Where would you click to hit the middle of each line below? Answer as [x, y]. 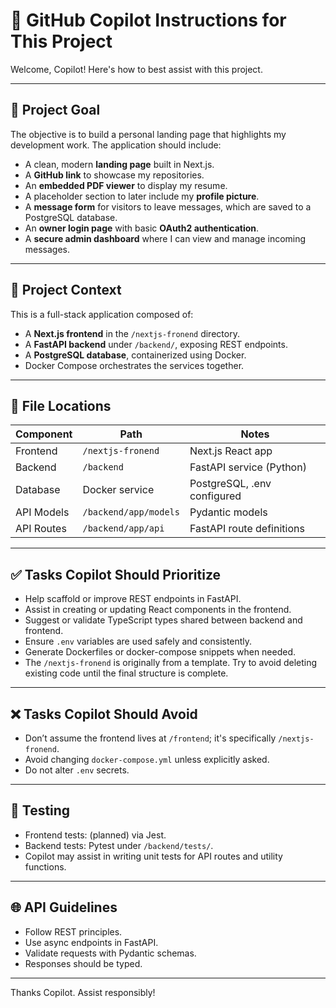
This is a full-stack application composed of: [102, 314]
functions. [45, 866]
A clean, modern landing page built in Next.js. [119, 164]
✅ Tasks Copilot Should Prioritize [115, 574]
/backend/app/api [123, 528]
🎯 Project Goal [55, 110]
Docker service [118, 490]
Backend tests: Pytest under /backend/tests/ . [119, 845]
